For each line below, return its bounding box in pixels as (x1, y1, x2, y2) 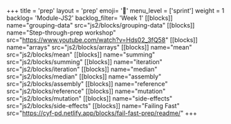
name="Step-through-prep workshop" (6, 28, 116, 37)
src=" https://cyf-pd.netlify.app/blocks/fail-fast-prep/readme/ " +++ (6, 109, 198, 117)
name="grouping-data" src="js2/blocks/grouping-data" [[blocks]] (6, 21, 195, 29)
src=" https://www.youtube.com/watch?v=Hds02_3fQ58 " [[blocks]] (6, 36, 198, 44)
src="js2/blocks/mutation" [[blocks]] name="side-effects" (6, 94, 173, 103)
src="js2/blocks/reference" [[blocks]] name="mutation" (6, 87, 166, 95)
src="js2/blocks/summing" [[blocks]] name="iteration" (6, 58, 163, 65)
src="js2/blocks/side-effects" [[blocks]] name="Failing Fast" (6, 102, 181, 110)
